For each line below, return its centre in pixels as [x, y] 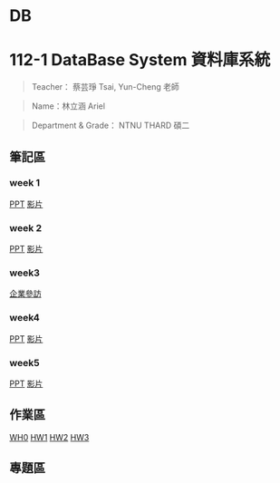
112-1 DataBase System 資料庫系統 [140, 60]
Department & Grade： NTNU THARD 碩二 [111, 126]
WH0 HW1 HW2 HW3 [49, 437]
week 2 [26, 227]
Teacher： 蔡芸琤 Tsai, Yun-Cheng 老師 [105, 87]
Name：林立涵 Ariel [68, 106]
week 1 [25, 183]
